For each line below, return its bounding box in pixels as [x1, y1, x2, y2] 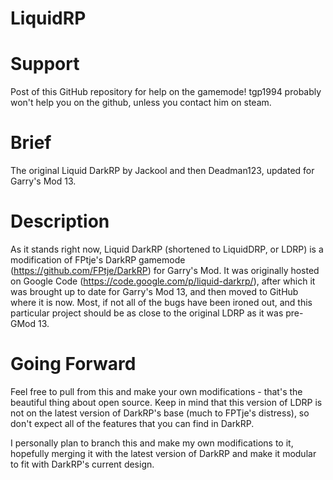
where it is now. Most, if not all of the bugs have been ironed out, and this [10, 297, 313, 308]
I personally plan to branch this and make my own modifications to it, [10, 437, 294, 449]
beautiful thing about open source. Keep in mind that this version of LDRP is [10, 396, 323, 408]
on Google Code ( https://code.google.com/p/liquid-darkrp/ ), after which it [10, 275, 316, 287]
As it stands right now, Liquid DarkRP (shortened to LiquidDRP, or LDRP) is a [10, 243, 324, 255]
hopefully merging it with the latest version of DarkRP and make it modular [10, 447, 317, 459]
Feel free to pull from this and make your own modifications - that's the [10, 385, 303, 397]
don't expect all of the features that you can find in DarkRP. [10, 417, 255, 429]
